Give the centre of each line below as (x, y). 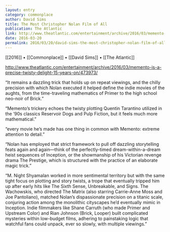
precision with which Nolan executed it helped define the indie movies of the (85, 88)
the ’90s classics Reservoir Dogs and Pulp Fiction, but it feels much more (81, 113)
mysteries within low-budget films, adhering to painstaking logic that (77, 218)
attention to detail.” (25, 134)
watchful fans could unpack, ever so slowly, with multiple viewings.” (76, 224)
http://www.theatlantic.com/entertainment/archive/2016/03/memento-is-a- (83, 67)
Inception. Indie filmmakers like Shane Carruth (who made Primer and (78, 208)
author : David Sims (26, 19)
